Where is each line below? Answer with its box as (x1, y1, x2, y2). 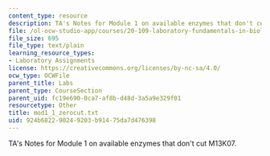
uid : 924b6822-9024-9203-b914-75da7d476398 (8, 117, 157, 125)
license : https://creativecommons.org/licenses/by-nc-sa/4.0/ (8, 64, 221, 72)
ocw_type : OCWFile (8, 72, 70, 80)
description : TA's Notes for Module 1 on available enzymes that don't (8, 19, 253, 27)
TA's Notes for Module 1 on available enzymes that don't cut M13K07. (8, 138, 237, 148)
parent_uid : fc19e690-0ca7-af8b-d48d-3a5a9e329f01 (8, 94, 182, 102)
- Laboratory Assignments (8, 57, 95, 65)
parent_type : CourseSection (8, 86, 103, 95)
